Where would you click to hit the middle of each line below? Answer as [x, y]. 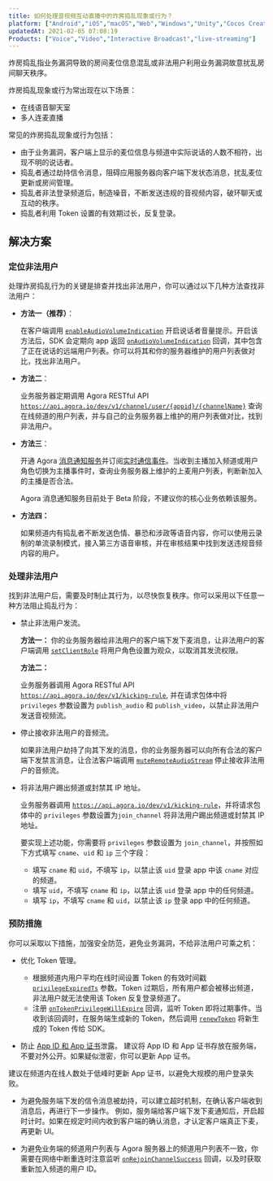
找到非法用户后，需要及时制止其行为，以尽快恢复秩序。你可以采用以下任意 [133, 595]
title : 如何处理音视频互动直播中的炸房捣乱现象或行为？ [91, 16]
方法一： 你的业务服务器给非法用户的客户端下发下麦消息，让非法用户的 [139, 640]
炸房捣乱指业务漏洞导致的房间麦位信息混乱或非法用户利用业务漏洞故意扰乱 [133, 63]
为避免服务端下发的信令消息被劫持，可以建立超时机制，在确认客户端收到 [141, 1100]
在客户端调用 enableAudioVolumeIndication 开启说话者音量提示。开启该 [139, 330]
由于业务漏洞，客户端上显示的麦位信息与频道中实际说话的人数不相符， [138, 152]
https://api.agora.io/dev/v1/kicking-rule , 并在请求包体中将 [123, 695]
